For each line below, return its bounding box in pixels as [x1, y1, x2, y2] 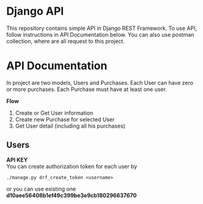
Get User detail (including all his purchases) [15, 122, 125, 129]
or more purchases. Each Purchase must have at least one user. [6, 86, 167, 93]
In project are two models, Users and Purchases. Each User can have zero [6, 79, 194, 86]
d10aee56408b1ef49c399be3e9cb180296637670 [6, 191, 137, 199]
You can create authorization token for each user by [6, 162, 138, 170]
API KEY [6, 156, 28, 163]
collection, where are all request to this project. [6, 37, 125, 45]
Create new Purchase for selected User [15, 115, 115, 123]
